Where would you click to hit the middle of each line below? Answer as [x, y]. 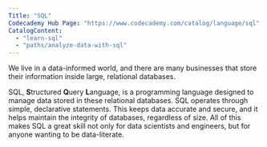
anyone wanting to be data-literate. [66, 135]
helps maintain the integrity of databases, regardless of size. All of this [125, 117]
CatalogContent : [35, 30]
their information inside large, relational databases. [92, 77]
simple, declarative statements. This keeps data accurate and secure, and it [133, 109]
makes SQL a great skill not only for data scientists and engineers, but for [129, 126]
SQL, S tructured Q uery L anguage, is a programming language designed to [131, 92]
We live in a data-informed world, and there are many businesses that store [133, 68]
